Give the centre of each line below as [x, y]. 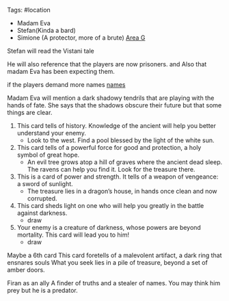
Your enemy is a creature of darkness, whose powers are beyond [109, 227]
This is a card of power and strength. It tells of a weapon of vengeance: [118, 176]
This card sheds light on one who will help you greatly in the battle [110, 206]
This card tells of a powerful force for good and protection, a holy [109, 147]
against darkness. [42, 213]
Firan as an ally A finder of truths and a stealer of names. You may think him [114, 283]
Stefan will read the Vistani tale [51, 51]
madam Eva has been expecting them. [61, 71]
